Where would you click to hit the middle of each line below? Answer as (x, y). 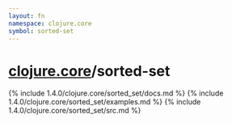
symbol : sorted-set (41, 31)
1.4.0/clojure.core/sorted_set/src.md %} (75, 111)
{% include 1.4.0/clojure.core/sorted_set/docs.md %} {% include (116, 93)
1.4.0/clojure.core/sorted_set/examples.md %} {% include (105, 102)
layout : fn (27, 16)
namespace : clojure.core (50, 23)
